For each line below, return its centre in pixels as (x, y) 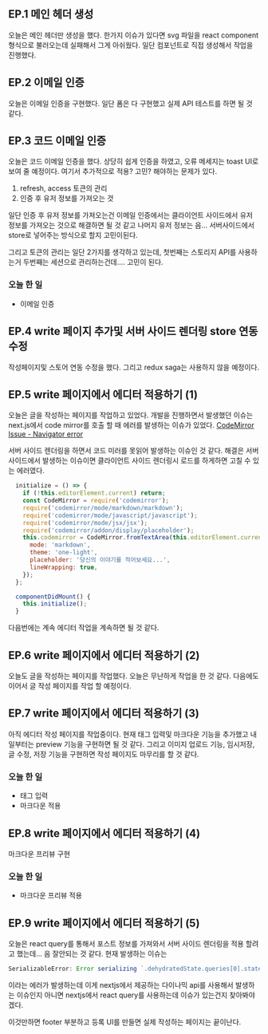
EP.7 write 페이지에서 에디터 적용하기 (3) (104, 714)
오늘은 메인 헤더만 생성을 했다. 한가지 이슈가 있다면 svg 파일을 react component (134, 35)
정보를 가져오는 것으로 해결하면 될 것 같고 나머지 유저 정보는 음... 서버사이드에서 (132, 225)
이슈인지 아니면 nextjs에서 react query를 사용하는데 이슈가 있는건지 (122, 995)
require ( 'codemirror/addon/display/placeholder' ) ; (108, 530)
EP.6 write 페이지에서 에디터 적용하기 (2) (104, 655)
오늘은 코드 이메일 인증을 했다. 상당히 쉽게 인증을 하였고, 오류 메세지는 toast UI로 (134, 161)
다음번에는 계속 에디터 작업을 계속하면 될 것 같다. (84, 628)
